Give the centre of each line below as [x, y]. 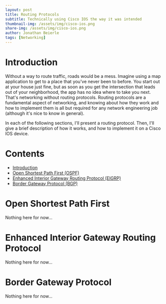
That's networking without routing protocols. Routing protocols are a [75, 97]
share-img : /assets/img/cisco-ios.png [45, 28]
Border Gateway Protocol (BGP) [45, 183]
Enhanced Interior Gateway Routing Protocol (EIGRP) [67, 178]
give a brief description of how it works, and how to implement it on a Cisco [83, 128]
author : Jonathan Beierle [32, 33]
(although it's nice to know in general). [45, 113]
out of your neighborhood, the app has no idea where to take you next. [78, 92]
